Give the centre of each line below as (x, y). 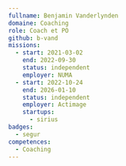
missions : (25, 45)
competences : (30, 142)
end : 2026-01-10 (50, 90)
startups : (39, 113)
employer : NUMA (48, 75)
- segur (28, 134)
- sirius (44, 120)
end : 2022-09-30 (50, 61)
